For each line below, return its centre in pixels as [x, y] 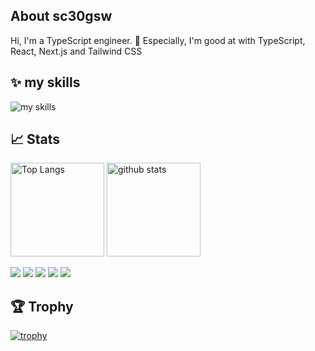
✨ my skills [45, 82]
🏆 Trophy [42, 306]
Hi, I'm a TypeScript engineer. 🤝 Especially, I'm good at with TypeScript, [158, 40]
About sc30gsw [61, 16]
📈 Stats [35, 139]
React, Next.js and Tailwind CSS [76, 51]
